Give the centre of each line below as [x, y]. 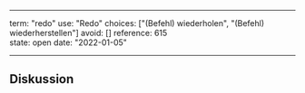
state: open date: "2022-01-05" [68, 42]
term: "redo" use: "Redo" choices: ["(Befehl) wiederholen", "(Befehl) [137, 23]
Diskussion [42, 79]
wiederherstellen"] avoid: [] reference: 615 [89, 33]
